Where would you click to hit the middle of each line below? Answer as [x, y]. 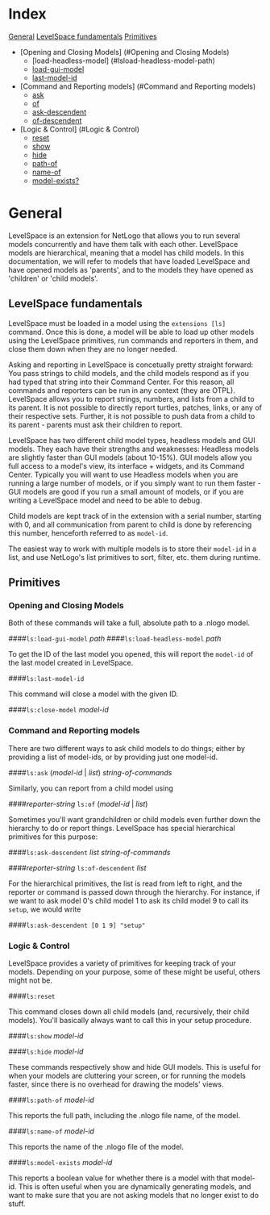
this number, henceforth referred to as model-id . [88, 532]
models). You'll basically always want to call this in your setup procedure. [130, 1020]
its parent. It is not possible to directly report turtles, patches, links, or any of [135, 407]
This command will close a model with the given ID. [93, 694]
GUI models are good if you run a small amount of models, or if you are [126, 491]
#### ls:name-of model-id [52, 1131]
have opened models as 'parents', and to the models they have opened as [131, 269]
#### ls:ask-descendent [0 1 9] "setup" [77, 925]
